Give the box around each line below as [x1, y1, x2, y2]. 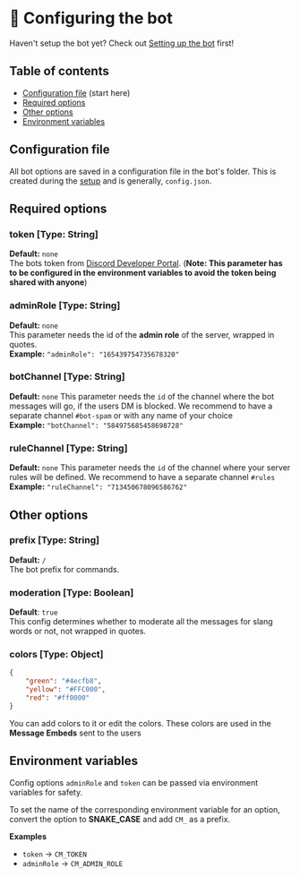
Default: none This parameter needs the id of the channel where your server [9, 462, 291, 473]
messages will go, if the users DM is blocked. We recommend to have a [9, 400, 273, 411]
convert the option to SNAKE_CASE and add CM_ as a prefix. [9, 813, 231, 824]
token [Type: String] [9, 228, 99, 240]
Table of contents [9, 64, 109, 79]
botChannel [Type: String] [9, 371, 125, 383]
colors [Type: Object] [9, 649, 105, 661]
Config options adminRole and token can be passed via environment [9, 777, 259, 787]
